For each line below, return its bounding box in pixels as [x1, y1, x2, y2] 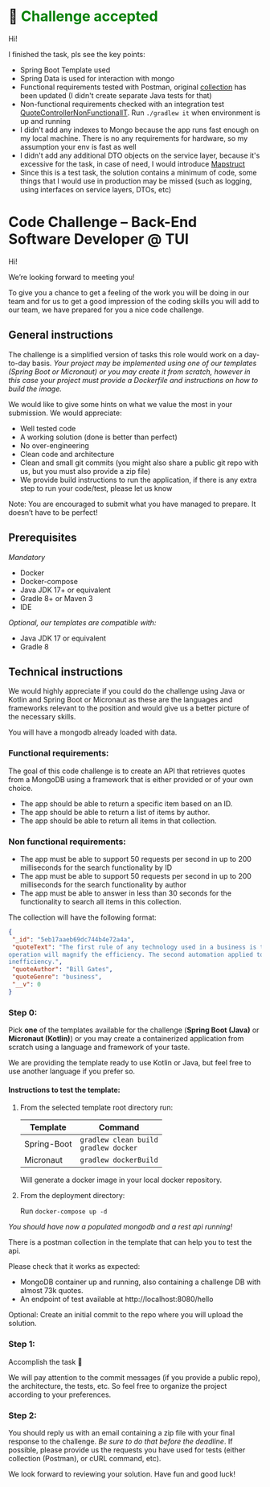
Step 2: [8, 1410, 38, 1421]
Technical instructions [8, 665, 123, 678]
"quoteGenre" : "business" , [11, 973, 103, 981]
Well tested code [19, 423, 76, 433]
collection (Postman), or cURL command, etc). [8, 1453, 162, 1463]
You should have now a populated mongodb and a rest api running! [8, 1222, 233, 1232]
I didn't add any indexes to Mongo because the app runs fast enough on [19, 125, 260, 134]
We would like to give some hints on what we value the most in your [8, 399, 233, 409]
